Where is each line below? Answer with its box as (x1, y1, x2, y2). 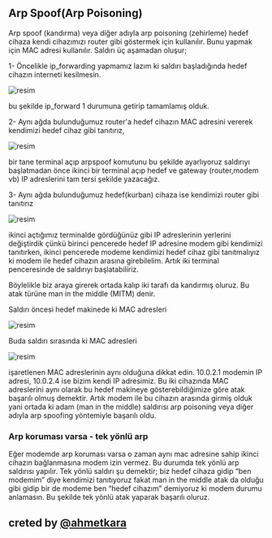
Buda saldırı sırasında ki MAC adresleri (8, 336, 137, 346)
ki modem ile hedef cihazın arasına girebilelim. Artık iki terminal (8, 256, 219, 265)
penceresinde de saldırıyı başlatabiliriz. (8, 264, 140, 274)
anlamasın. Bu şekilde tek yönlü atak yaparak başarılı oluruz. (8, 493, 210, 502)
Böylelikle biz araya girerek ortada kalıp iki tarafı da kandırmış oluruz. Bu (8, 280, 250, 290)
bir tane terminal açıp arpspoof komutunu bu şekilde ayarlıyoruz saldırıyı (8, 157, 250, 166)
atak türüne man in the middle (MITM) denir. (8, 288, 156, 299)
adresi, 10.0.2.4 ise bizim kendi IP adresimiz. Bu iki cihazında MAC (8, 376, 229, 385)
